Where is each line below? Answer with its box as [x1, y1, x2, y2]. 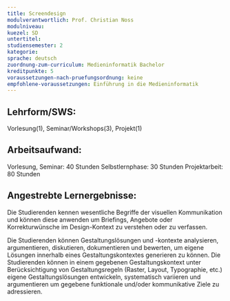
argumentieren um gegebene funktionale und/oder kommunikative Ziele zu [7, 280, 220, 288]
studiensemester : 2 [7, 42, 63, 49]
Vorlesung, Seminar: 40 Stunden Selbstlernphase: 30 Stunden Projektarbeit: [7, 163, 224, 171]
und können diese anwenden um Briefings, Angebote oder [7, 215, 174, 224]
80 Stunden [7, 169, 41, 178]
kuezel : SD [7, 29, 39, 37]
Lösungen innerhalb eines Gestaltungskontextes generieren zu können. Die [7, 251, 221, 259]
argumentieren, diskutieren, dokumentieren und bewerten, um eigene [7, 243, 205, 251]
